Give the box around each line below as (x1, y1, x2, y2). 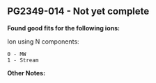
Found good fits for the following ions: (7, 24, 120, 32)
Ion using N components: (7, 37, 79, 46)
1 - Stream (7, 57, 39, 64)
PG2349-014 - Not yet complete (7, 6, 150, 17)
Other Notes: (7, 68, 46, 77)
